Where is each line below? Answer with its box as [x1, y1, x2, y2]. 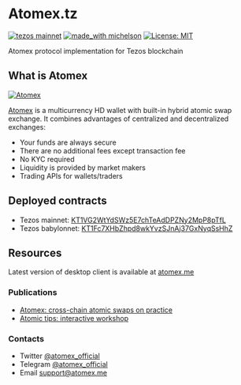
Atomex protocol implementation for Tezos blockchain [8, 46, 184, 55]
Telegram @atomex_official [19, 359, 108, 368]
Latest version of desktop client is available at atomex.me [8, 267, 195, 277]
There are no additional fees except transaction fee [19, 145, 186, 155]
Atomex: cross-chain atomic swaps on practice [19, 305, 173, 315]
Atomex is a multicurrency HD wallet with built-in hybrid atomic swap [8, 105, 232, 115]
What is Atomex [8, 69, 88, 83]
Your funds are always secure [19, 138, 117, 147]
